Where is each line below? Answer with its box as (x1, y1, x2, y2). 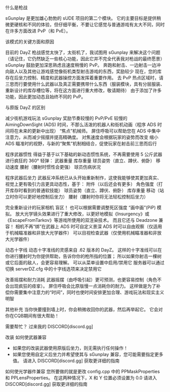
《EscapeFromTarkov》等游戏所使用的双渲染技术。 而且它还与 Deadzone (5, 217, 158, 223)
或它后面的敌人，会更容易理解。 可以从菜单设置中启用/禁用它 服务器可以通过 (5, 260, 164, 265)
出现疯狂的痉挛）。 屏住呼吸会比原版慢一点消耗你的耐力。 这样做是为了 (9, 283, 156, 289)
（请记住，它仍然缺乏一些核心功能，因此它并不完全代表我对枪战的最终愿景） (5, 56, 165, 62)
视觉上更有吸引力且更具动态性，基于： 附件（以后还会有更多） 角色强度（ (5, 181, 158, 187)
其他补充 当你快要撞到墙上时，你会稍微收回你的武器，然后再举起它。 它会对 (5, 306, 163, 312)
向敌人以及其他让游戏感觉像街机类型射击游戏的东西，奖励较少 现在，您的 (5, 68, 157, 74)
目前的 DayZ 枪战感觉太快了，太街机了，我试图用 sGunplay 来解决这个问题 (5, 50, 161, 55)
